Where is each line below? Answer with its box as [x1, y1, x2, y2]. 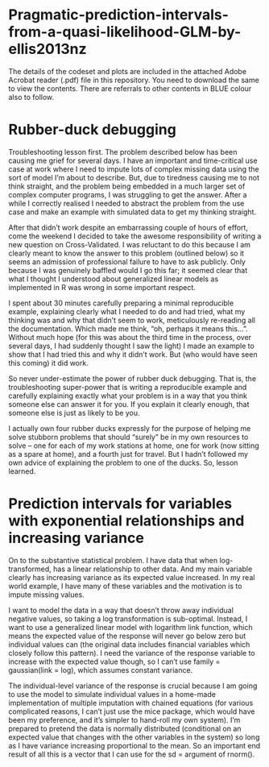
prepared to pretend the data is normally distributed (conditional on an [8, 723, 242, 733]
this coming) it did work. [8, 358, 89, 367]
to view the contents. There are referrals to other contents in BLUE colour [8, 83, 252, 93]
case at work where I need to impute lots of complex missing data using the [8, 164, 259, 174]
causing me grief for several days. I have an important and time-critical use [8, 155, 258, 165]
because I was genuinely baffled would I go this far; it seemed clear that [8, 265, 248, 275]
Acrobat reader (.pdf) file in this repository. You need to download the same [8, 75, 259, 85]
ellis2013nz [8, 40, 87, 58]
